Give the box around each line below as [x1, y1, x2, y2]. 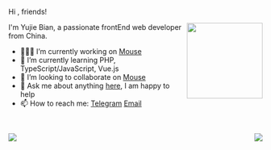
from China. [8, 31, 48, 40]
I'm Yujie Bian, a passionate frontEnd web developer [8, 23, 182, 31]
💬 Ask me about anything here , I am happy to [19, 81, 170, 90]
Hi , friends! [8, 7, 48, 16]
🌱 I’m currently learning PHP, [19, 56, 116, 65]
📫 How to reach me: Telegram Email [19, 98, 143, 108]
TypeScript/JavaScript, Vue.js [19, 64, 119, 73]
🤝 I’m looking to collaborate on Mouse [19, 73, 147, 81]
